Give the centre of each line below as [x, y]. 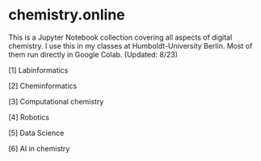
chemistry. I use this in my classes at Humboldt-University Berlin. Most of [130, 45]
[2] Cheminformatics [43, 86]
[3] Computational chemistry [56, 101]
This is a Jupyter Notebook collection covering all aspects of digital [120, 37]
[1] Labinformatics [38, 70]
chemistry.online [67, 15]
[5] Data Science [36, 133]
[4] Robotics [29, 117]
